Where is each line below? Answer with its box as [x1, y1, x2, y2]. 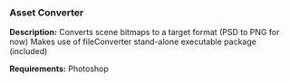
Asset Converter [9, 6, 84, 19]
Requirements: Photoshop [9, 63, 109, 74]
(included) [9, 46, 48, 57]
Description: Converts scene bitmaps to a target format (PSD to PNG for [9, 27, 280, 38]
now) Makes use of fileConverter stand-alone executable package [9, 36, 256, 47]
